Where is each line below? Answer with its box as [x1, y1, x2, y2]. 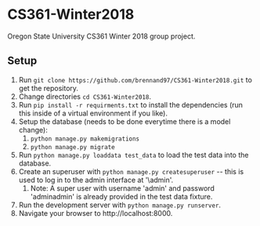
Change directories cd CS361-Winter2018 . [18, 92, 152, 101]
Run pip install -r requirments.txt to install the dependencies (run [18, 100, 244, 109]
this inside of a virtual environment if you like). [18, 108, 168, 118]
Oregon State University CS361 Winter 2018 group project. [7, 31, 196, 41]
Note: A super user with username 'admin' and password [30, 183, 215, 193]
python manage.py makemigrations [30, 135, 140, 143]
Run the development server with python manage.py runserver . [18, 200, 221, 210]
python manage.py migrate [30, 143, 115, 151]
